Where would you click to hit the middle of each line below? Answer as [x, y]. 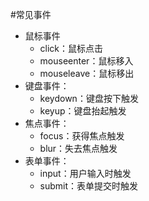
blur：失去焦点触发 [78, 148]
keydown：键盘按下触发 [89, 98]
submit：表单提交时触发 [89, 186]
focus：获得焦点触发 [82, 136]
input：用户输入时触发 [85, 173]
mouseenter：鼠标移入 [86, 61]
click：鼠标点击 [71, 48]
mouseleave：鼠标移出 [87, 73]
